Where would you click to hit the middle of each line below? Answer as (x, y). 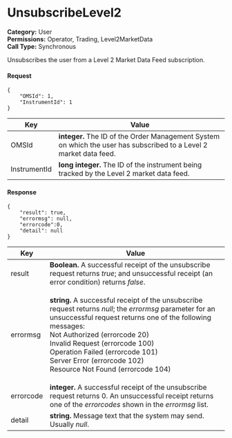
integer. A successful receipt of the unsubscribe (128, 388)
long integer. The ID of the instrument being (130, 165)
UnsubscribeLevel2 (65, 13)
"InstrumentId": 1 (46, 102)
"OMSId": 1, (37, 97)
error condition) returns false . (97, 282)
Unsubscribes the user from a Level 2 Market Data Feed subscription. (106, 59)
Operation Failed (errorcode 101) (104, 352)
